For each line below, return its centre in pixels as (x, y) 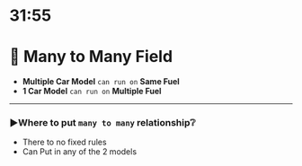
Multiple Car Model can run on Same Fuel (101, 82)
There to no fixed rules (64, 142)
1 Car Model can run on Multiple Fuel (92, 92)
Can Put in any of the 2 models (80, 152)
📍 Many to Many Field (91, 57)
